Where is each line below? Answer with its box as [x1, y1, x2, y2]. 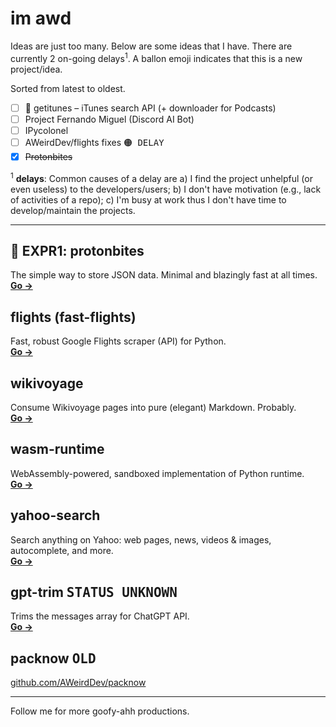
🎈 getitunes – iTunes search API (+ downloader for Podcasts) [24, 102, 277, 114]
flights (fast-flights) [10, 308, 137, 326]
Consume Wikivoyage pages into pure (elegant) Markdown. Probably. [10, 401, 297, 413]
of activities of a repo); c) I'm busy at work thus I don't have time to [10, 193, 287, 206]
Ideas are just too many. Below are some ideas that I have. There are [10, 40, 293, 52]
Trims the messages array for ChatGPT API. [10, 610, 190, 622]
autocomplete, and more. [10, 544, 114, 556]
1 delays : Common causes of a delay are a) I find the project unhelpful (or [10, 170, 313, 184]
